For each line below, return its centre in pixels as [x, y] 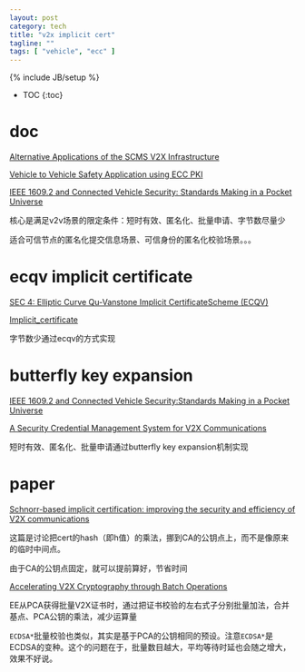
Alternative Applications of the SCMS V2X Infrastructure [114, 157]
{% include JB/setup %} [54, 77]
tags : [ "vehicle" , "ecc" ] [63, 52]
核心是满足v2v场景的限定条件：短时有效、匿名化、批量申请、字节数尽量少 [148, 221]
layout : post [34, 18]
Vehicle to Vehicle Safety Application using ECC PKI [106, 174]
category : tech [38, 26]
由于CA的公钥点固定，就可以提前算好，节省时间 [98, 568]
